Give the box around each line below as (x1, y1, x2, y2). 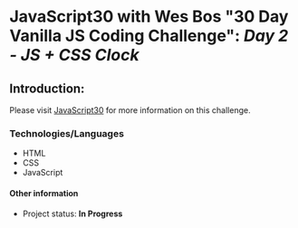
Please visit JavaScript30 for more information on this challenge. (9, 105, 251, 115)
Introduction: (9, 81, 85, 96)
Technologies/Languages (9, 127, 125, 139)
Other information (9, 187, 79, 198)
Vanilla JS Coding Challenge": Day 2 (9, 25, 289, 46)
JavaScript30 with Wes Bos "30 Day (9, 6, 289, 27)
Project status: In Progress (22, 208, 123, 219)
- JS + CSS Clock (9, 45, 139, 65)
